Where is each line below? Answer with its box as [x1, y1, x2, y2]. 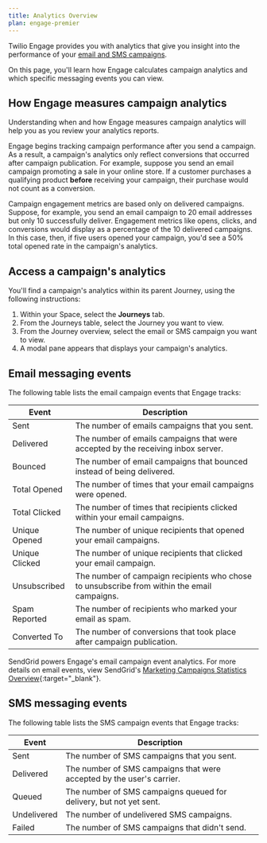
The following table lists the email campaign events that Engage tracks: [8, 387, 242, 397]
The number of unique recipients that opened [75, 524, 245, 535]
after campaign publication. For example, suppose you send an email [8, 159, 234, 168]
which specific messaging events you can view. [8, 73, 164, 83]
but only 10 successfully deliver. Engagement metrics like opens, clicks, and [8, 216, 257, 225]
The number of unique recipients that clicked [75, 547, 243, 559]
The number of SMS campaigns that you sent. [65, 750, 237, 761]
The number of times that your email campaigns [75, 479, 254, 490]
